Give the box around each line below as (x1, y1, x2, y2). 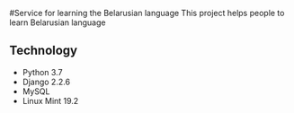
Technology (9, 43, 78, 58)
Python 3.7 (22, 66, 63, 77)
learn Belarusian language (9, 17, 106, 28)
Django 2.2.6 (22, 76, 70, 87)
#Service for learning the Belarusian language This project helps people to (9, 8, 285, 18)
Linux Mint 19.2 (22, 95, 79, 106)
